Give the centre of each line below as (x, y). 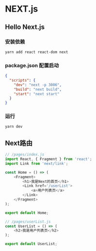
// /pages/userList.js (28, 222)
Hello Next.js (25, 27)
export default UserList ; (31, 244)
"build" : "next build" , (38, 89)
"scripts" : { (23, 80)
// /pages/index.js (25, 155)
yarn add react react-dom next (37, 52)
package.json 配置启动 (32, 65)
